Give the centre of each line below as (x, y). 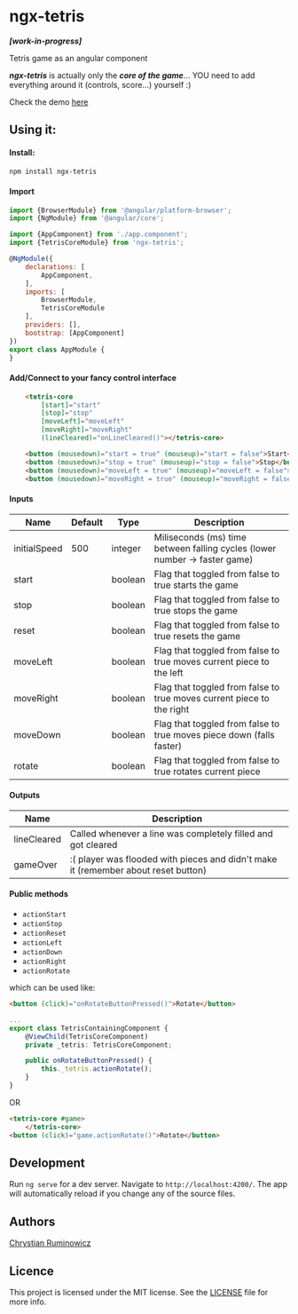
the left (169, 672)
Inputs (21, 499)
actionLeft (42, 943)
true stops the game (196, 610)
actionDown (42, 953)
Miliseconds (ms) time (200, 537)
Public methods (39, 894)
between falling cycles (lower (215, 548)
